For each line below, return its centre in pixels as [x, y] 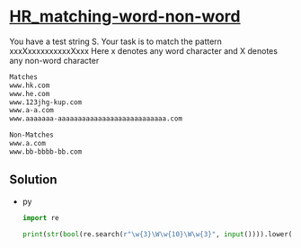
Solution [33, 180]
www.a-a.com [31, 111]
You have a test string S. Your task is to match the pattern [116, 41]
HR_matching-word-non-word [125, 17]
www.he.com [30, 93]
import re [41, 217]
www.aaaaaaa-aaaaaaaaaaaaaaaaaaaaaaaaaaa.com [96, 119]
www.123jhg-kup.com [46, 102]
